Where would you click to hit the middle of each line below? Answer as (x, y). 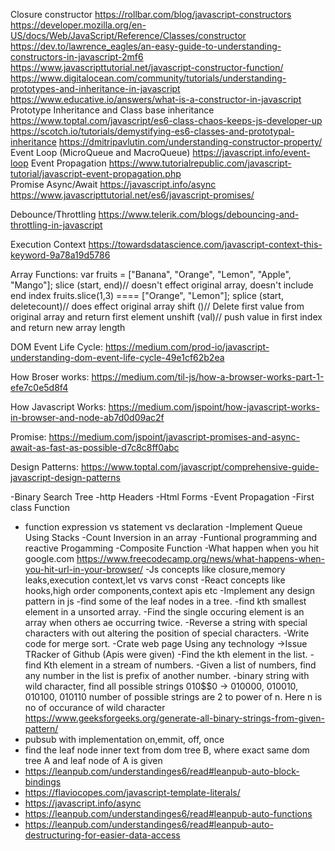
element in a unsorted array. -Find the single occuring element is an (164, 612)
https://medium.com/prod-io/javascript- (187, 347)
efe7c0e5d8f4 (39, 387)
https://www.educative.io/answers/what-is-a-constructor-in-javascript (156, 99)
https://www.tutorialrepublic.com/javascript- (200, 163)
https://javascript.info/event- (251, 152)
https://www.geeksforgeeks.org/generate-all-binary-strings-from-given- (174, 718)
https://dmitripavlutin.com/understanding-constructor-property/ (190, 142)
